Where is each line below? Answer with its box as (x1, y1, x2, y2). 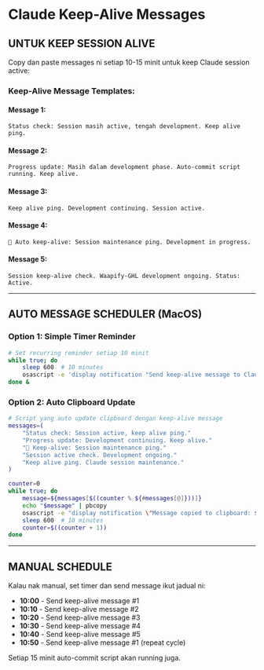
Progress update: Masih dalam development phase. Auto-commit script (8, 163, 241, 171)
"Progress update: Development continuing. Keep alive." (22, 436, 213, 445)
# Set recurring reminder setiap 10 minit (8, 349, 149, 357)
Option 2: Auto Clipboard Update (8, 397, 136, 408)
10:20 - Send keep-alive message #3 (19, 613, 141, 622)
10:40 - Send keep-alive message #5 (19, 630, 141, 639)
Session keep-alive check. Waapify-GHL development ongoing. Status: (8, 272, 241, 280)
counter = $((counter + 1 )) (22, 524, 108, 532)
